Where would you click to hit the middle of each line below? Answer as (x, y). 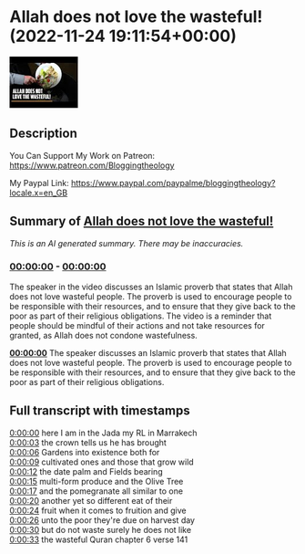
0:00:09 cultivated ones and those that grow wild (102, 462)
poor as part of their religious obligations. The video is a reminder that (141, 316)
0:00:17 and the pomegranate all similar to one (97, 491)
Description (43, 134)
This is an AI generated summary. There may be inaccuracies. (127, 243)
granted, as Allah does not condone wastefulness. (103, 335)
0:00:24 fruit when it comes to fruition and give (98, 510)
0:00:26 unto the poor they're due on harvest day (102, 520)
